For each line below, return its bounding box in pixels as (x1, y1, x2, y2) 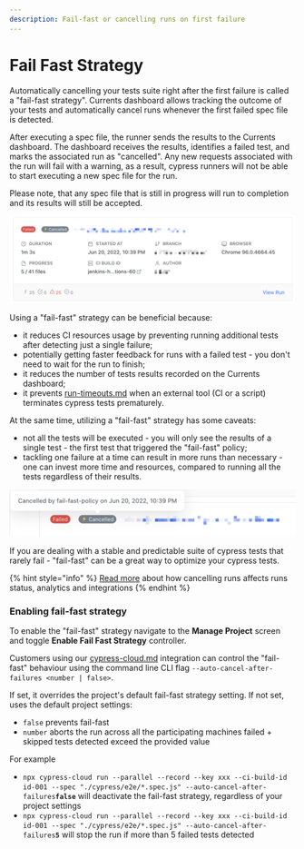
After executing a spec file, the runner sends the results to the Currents (9, 132, 276, 143)
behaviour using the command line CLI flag (29, 663, 191, 674)
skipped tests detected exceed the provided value (22, 736, 211, 747)
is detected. (9, 114, 54, 124)
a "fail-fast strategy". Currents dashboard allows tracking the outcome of (9, 94, 283, 105)
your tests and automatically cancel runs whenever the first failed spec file (9, 104, 289, 115)
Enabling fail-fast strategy (9, 605, 127, 617)
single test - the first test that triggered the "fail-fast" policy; (22, 442, 248, 453)
